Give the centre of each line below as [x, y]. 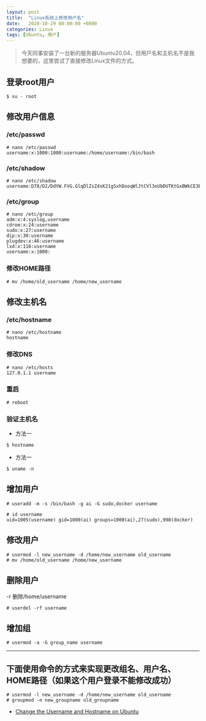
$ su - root [21, 96]
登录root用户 [31, 82]
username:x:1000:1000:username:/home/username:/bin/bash [81, 153]
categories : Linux [30, 29]
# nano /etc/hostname [34, 333]
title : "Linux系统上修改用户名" [45, 18]
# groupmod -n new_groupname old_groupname [63, 700]
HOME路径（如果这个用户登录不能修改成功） [91, 680]
